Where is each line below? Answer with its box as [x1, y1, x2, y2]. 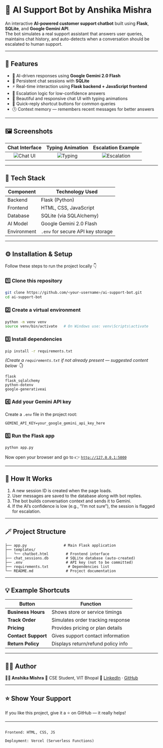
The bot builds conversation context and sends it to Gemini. [12, 498, 131, 504]
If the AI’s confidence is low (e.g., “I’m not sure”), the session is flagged [12, 503, 155, 509]
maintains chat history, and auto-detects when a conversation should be [5, 36, 149, 42]
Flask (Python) [41, 196, 75, 203]
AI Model [7, 220, 28, 227]
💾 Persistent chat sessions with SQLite [12, 78, 90, 84]
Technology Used [56, 188, 98, 195]
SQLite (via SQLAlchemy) [41, 213, 99, 219]
